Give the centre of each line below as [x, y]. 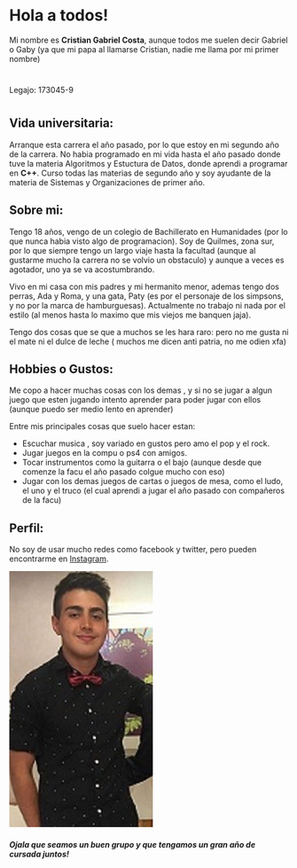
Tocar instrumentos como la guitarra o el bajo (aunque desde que [142, 463]
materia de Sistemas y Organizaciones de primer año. [107, 182]
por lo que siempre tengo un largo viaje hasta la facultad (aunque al [133, 250]
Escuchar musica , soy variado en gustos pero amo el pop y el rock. [146, 443]
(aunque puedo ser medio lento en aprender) [91, 410]
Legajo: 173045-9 [41, 90]
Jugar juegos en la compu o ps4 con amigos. [105, 453]
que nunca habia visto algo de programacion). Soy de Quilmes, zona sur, [142, 241]
